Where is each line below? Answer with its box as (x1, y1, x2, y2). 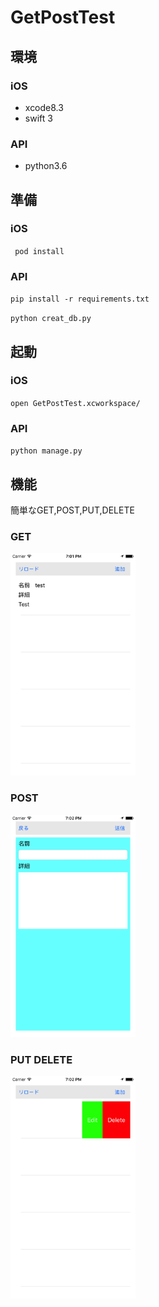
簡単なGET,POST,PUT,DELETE (10, 504, 135, 516)
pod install (14, 246, 65, 256)
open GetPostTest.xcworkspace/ (10, 398, 141, 408)
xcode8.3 (24, 101, 64, 113)
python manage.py (10, 446, 83, 456)
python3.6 (24, 160, 68, 172)
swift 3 (24, 112, 53, 124)
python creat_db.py (10, 314, 92, 324)
